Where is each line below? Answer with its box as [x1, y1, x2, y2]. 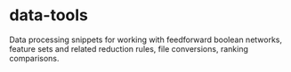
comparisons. [9, 53, 60, 63]
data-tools [9, 5, 89, 25]
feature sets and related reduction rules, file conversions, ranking [9, 43, 249, 54]
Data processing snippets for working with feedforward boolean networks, [9, 34, 283, 45]
